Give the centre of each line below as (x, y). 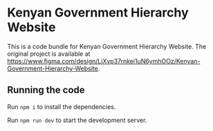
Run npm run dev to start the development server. (77, 120)
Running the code (46, 90)
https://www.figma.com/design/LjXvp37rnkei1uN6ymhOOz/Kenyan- (104, 61)
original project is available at (49, 54)
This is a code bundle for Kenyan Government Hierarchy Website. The (107, 46)
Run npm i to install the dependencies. (62, 107)
